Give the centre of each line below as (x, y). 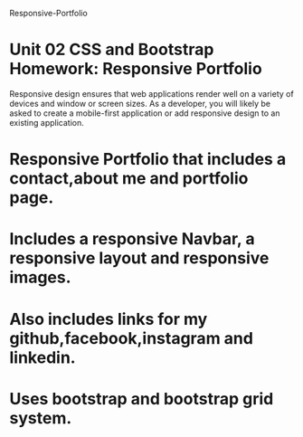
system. (41, 418)
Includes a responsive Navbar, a (132, 239)
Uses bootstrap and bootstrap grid (142, 399)
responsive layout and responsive (139, 258)
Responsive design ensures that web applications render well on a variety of (151, 93)
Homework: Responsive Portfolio (136, 69)
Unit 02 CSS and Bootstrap (112, 50)
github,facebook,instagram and (131, 338)
